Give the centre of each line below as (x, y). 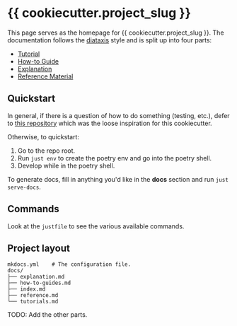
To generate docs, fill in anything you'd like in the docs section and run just (118, 179)
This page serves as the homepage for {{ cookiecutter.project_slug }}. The (116, 33)
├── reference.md (33, 296)
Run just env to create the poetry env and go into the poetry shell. (115, 158)
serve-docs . (24, 187)
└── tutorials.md (33, 302)
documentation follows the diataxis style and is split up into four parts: (110, 40)
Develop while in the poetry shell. (66, 165)
